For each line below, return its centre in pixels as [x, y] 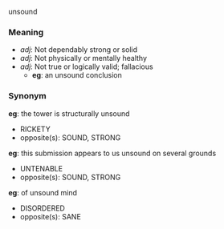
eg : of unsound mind [43, 192]
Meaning [26, 32]
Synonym [27, 96]
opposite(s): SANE [51, 216]
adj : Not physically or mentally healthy [83, 58]
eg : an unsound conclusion [77, 75]
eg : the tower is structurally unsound [69, 113]
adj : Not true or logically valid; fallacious [87, 66]
